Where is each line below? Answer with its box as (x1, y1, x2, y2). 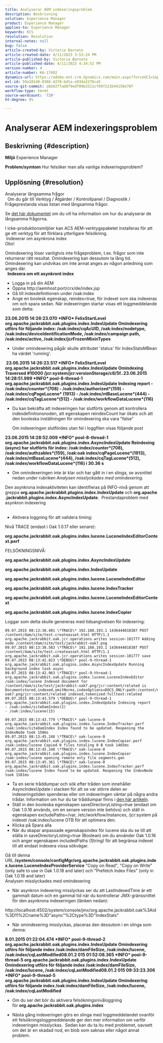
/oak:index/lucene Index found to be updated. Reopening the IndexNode (5, 768, 153, 773)
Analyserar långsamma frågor (5, 191, 65, 197)
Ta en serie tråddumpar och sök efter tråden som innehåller (12, 781, 131, 787)
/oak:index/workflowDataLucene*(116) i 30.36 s (5, 460, 104, 466)
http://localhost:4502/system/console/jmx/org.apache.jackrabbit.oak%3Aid (5, 907, 157, 913)
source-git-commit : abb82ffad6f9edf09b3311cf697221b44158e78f (5, 83, 133, 89)
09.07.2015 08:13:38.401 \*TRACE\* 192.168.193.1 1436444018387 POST (5, 628, 149, 633)
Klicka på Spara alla (12, 822, 52, 828)
